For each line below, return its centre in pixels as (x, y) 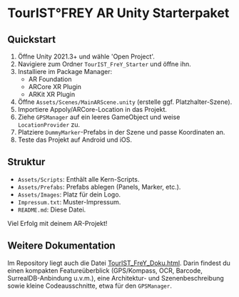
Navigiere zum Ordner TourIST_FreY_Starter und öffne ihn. (104, 64)
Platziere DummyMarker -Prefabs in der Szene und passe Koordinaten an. (121, 132)
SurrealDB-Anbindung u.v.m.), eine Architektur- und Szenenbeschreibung (116, 278)
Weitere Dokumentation (61, 246)
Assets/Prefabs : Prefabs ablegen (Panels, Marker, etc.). (99, 187)
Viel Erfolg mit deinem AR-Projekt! (57, 223)
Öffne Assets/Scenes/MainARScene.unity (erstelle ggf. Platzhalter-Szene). (125, 102)
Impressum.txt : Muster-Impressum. (69, 202)
